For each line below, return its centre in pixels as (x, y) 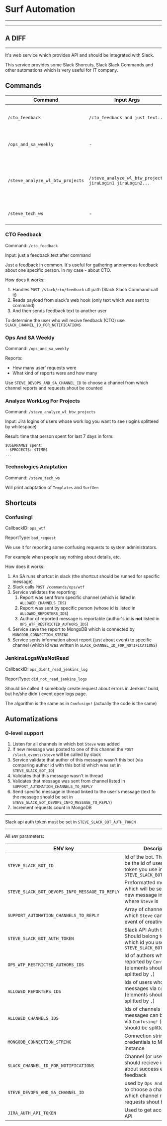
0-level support (24, 733)
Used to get (138, 1110)
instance (135, 1048)
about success (142, 1069)
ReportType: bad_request (31, 538)
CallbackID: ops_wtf (25, 528)
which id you (139, 942)
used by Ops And (143, 1083)
